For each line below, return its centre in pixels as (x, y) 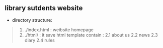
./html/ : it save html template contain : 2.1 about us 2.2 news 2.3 (91, 35)
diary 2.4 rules (39, 40)
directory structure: (32, 20)
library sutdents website (44, 8)
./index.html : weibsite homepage (59, 30)
